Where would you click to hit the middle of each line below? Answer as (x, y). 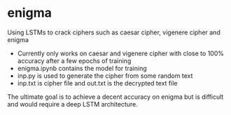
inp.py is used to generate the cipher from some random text (105, 76)
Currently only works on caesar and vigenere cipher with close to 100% (120, 53)
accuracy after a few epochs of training (74, 60)
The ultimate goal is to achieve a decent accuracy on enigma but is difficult (115, 97)
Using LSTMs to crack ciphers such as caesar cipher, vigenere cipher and (114, 32)
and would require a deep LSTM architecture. (72, 104)
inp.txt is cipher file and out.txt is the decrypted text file (97, 83)
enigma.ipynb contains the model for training (82, 68)
